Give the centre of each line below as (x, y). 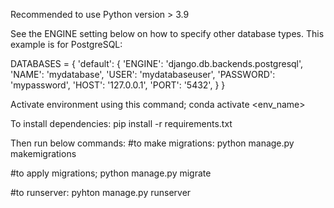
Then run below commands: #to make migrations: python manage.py (152, 143)
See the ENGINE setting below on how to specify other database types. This (167, 33)
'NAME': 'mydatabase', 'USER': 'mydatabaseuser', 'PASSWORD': (143, 74)
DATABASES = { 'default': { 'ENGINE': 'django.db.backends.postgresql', (157, 63)
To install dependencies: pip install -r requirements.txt (121, 123)
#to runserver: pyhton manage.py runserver (101, 192)
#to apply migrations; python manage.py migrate (111, 173)
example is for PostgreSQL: (66, 44)
